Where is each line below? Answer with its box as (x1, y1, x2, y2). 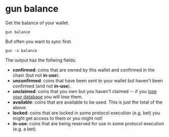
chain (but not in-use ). (12, 72, 60, 78)
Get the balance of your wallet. (5, 20, 70, 26)
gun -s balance (5, 48, 37, 53)
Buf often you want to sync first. (5, 38, 72, 44)
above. (12, 104, 27, 110)
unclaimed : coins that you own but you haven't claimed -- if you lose (12, 88, 157, 94)
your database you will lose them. (12, 94, 83, 100)
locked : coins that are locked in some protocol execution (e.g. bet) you (12, 110, 160, 116)
